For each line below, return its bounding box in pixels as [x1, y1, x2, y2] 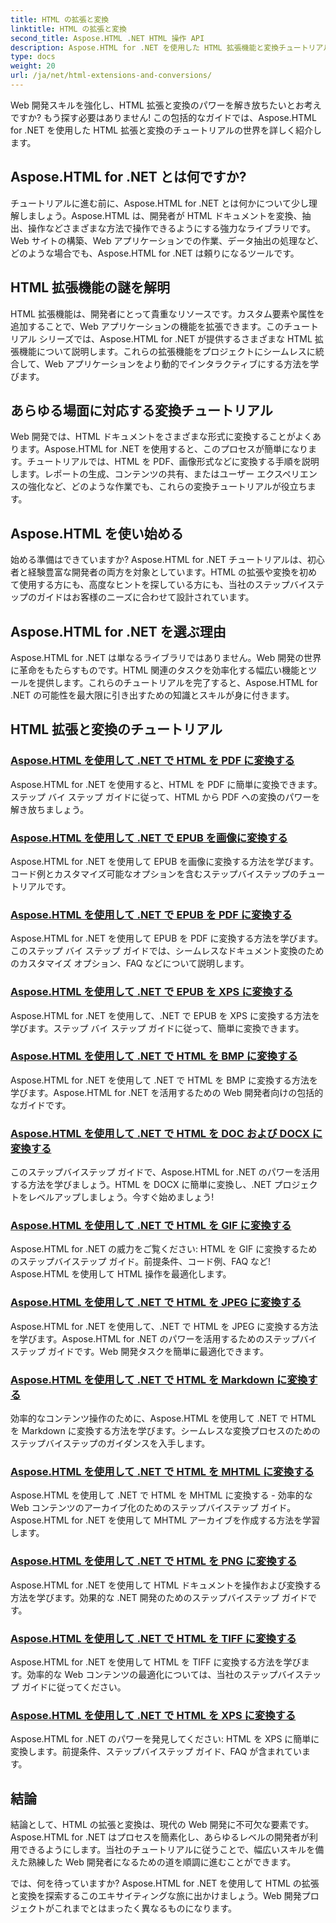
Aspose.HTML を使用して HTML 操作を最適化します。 [10, 1268, 232, 1280]
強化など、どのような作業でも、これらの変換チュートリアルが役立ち [27, 481, 308, 493]
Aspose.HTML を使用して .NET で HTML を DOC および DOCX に [10, 1126, 323, 1140]
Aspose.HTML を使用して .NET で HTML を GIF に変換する [10, 1219, 292, 1233]
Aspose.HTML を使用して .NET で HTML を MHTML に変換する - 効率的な [10, 1489, 313, 1501]
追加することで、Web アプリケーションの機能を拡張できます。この [10, 320, 285, 332]
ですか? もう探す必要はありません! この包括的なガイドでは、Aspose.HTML [10, 111, 317, 123]
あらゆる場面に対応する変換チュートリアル [10, 402, 273, 419]
